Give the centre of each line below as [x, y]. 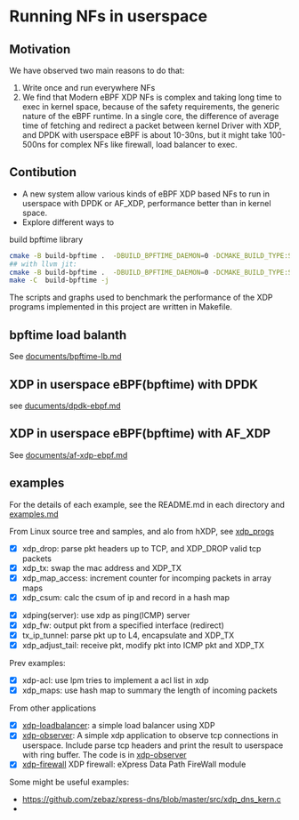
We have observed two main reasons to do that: [97, 70]
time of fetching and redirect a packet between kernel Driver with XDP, [152, 125]
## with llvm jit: [43, 264]
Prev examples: [37, 663]
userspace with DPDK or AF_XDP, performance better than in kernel [146, 203]
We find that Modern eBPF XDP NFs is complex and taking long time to [152, 97]
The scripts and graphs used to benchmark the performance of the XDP [141, 297]
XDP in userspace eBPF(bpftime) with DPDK [133, 384]
